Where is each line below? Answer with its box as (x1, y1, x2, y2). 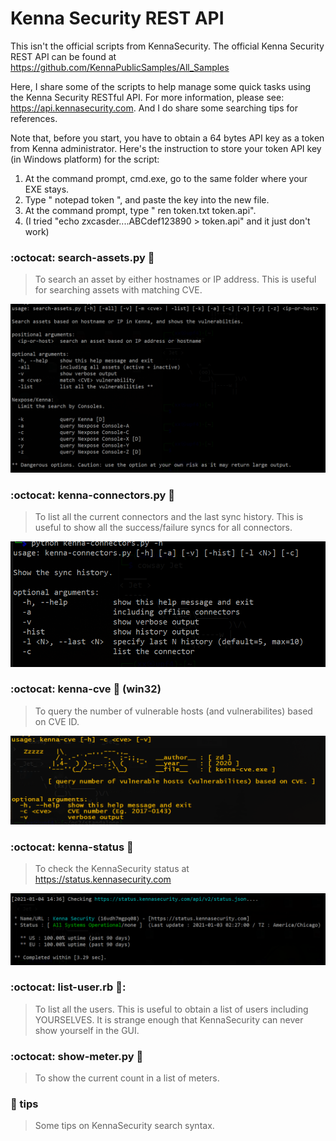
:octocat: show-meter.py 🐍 (10, 1049, 144, 1063)
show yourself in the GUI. (34, 1024, 140, 1036)
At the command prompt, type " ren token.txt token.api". (24, 204, 257, 216)
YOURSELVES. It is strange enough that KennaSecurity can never (34, 1013, 304, 1026)
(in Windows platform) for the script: (10, 153, 160, 165)
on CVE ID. (34, 715, 80, 727)
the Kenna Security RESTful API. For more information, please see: (10, 91, 285, 103)
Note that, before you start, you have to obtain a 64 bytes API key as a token (10, 132, 325, 144)
